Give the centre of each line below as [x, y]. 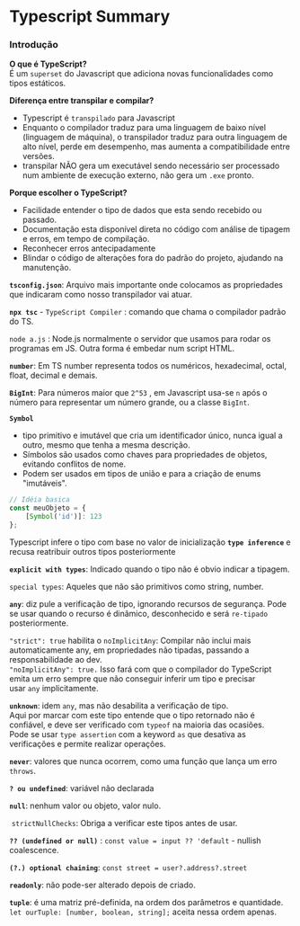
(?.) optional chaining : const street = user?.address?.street [128, 867]
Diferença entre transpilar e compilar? [82, 101]
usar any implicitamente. [54, 688]
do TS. [22, 322]
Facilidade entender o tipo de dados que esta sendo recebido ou [142, 210]
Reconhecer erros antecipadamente [89, 248]
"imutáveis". [44, 484]
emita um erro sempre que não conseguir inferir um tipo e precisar [132, 678]
